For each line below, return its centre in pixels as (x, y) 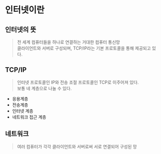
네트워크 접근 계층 (29, 117)
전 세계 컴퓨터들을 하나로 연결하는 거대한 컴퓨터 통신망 (69, 42)
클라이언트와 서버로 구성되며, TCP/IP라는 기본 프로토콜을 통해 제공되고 (84, 48)
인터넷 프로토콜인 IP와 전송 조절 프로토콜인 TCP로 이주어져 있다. (78, 82)
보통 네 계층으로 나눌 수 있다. (44, 88)
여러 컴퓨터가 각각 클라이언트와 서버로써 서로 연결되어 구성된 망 (77, 146)
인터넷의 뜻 (21, 29)
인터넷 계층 (23, 111)
